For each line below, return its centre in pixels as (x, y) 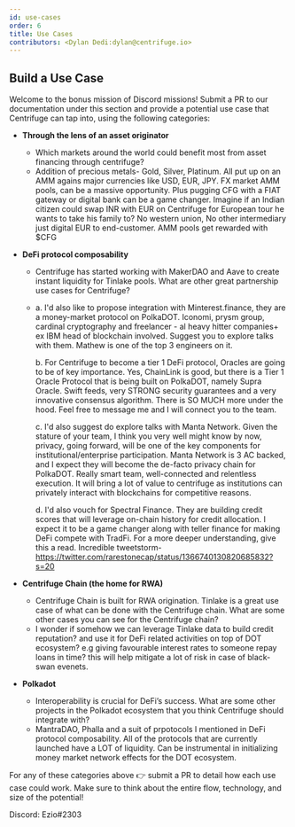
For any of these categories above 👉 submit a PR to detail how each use (143, 776)
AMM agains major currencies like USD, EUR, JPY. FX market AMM (158, 181)
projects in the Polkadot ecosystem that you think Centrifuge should (159, 711)
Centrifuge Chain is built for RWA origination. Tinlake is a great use (157, 601)
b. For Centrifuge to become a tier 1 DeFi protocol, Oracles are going (160, 363)
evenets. (73, 667)
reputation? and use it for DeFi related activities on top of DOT (148, 638)
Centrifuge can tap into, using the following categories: (110, 118)
